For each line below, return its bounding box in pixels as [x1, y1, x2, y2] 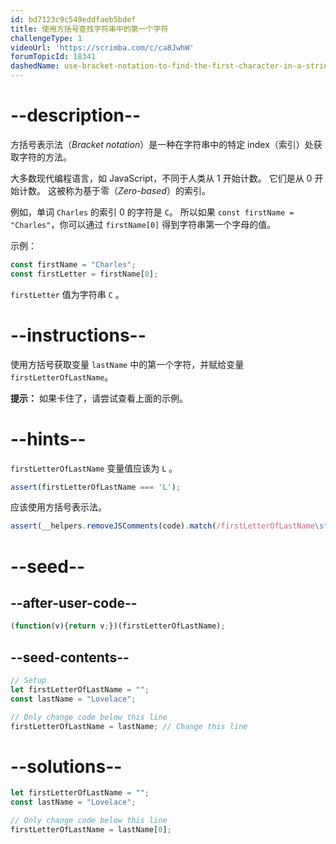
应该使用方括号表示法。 [10, 501, 107, 513]
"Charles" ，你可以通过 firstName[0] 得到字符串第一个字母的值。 [10, 218, 277, 230]
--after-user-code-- [10, 594, 138, 611]
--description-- [10, 104, 142, 127]
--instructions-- [10, 324, 147, 346]
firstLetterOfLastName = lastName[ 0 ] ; [10, 824, 172, 835]
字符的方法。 [18, 151, 72, 163]
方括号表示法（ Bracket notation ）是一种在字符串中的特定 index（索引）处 [10, 138, 314, 150]
